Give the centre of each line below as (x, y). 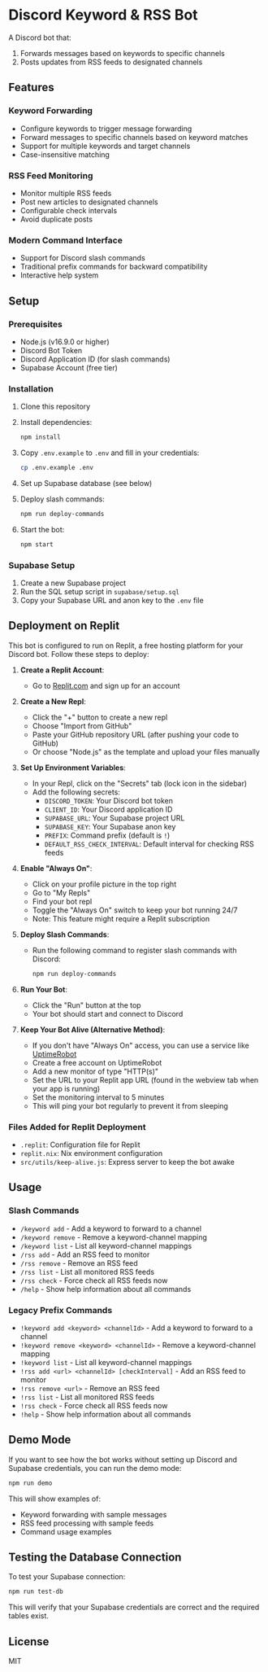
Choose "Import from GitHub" (82, 725)
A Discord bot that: (40, 37)
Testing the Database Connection (95, 1558)
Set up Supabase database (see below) (86, 483)
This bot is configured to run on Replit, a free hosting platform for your (126, 646)
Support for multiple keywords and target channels (105, 146)
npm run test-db (36, 1592)
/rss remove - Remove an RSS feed (79, 1263)
